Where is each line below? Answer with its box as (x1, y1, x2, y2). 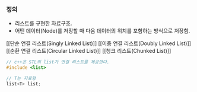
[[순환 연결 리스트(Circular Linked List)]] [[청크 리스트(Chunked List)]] (6, 47, 171, 55)
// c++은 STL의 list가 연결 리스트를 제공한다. (6, 59, 110, 65)
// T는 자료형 (6, 75, 36, 81)
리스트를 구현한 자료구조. (14, 20, 72, 27)
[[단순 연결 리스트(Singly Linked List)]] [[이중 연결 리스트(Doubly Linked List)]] (6, 40, 192, 47)
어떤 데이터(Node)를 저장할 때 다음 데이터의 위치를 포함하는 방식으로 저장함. (14, 27, 190, 34)
